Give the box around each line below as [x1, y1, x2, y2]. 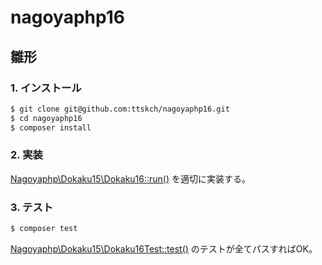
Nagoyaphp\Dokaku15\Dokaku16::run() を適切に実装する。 [10, 172, 252, 185]
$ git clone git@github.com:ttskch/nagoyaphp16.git [10, 104, 230, 114]
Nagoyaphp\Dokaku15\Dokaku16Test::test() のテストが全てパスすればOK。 [10, 242, 318, 255]
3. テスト [10, 200, 54, 214]
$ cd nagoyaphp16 [10, 113, 83, 123]
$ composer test [10, 224, 78, 234]
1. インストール [10, 81, 82, 95]
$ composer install [10, 122, 92, 133]
